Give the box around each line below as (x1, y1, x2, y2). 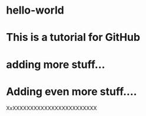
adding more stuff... (6, 57, 105, 71)
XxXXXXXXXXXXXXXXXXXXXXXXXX (6, 104, 97, 111)
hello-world (6, 4, 65, 17)
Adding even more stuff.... (6, 85, 137, 98)
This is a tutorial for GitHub (6, 31, 140, 44)
